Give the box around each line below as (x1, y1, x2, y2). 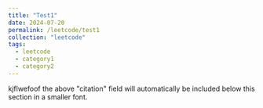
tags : (8, 41, 26, 49)
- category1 (15, 56, 55, 63)
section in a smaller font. (8, 92, 88, 102)
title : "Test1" (8, 11, 58, 20)
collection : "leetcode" (8, 33, 86, 41)
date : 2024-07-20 (8, 19, 65, 27)
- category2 (15, 63, 55, 70)
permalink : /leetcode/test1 (8, 26, 100, 34)
